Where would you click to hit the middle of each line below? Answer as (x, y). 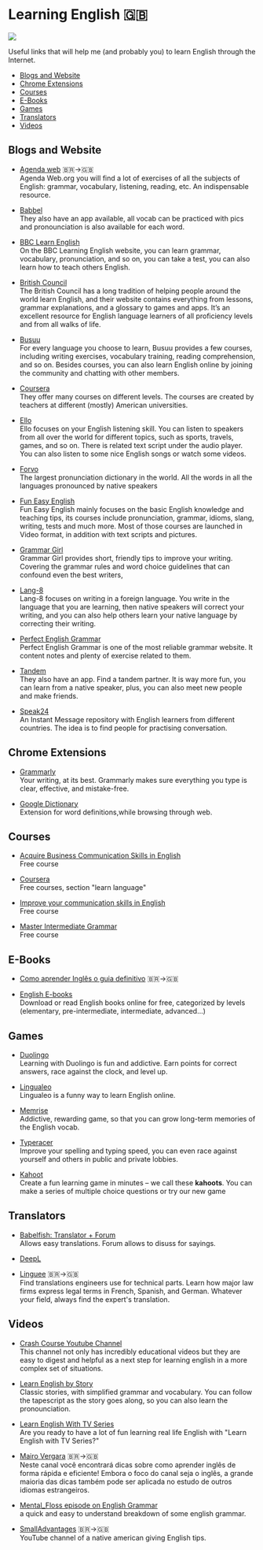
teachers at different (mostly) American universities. (104, 405)
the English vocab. (49, 1127)
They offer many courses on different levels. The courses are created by (137, 396)
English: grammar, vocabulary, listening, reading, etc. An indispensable (134, 186)
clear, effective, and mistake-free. (74, 788)
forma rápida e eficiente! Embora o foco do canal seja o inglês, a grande (136, 1473)
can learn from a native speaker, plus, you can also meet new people (131, 688)
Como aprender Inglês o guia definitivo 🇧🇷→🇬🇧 (99, 979)
